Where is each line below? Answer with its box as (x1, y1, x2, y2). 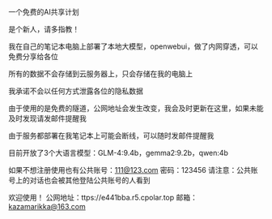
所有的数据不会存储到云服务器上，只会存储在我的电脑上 (8, 69, 193, 79)
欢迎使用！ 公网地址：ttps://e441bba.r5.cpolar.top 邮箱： (8, 193, 198, 202)
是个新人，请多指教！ (8, 24, 79, 34)
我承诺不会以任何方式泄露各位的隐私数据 (8, 86, 143, 96)
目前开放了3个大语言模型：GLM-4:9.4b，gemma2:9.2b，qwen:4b (8, 148, 229, 157)
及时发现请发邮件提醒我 (8, 114, 87, 123)
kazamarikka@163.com (8, 202, 87, 211)
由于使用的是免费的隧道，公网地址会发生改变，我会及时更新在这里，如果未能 (8, 104, 264, 113)
